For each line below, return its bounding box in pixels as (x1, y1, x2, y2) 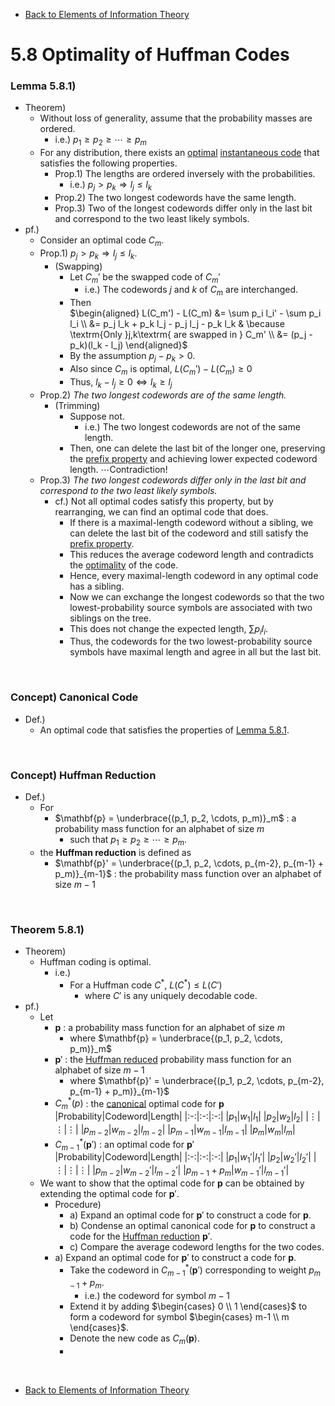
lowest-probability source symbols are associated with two (69, 601, 313, 613)
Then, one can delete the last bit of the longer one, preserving (69, 442, 326, 454)
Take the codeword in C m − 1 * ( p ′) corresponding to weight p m (69, 1262, 321, 1278)
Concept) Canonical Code (10, 690, 139, 704)
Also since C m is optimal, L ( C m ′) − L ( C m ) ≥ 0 (69, 363, 253, 377)
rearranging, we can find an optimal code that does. (54, 505, 269, 518)
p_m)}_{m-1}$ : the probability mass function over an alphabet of (54, 867, 322, 879)
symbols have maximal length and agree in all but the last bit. (69, 646, 322, 658)
